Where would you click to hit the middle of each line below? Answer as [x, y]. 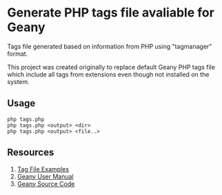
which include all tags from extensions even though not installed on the [108, 74]
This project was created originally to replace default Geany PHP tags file [111, 67]
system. [18, 81]
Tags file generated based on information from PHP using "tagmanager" [110, 46]
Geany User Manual [45, 176]
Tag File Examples [43, 169]
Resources [31, 153]
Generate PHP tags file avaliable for [111, 13]
